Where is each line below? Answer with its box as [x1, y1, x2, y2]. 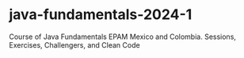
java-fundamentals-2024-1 [9, 6, 193, 24]
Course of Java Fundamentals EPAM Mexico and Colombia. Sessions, [9, 32, 237, 41]
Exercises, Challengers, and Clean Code [9, 40, 141, 49]
